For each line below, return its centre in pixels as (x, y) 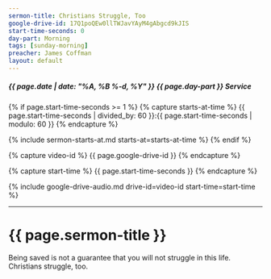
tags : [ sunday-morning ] (48, 46)
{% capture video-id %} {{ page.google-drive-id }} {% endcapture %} (125, 155)
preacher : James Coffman (50, 53)
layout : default (35, 61)
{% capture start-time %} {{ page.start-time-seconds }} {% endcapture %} (133, 171)
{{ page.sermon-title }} (88, 235)
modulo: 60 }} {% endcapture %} (63, 124)
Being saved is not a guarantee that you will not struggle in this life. (120, 257)
